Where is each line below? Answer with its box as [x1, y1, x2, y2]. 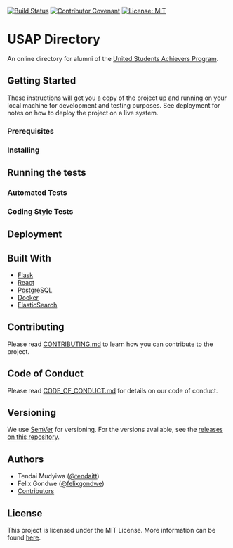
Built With [7, 252, 51, 264]
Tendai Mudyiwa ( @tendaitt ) [17, 472, 100, 480]
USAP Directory [7, 32, 100, 47]
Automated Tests [7, 187, 68, 197]
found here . [7, 533, 41, 542]
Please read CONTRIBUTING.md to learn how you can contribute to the [7, 340, 213, 348]
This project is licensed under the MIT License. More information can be [7, 526, 216, 535]
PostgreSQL [17, 286, 53, 295]
